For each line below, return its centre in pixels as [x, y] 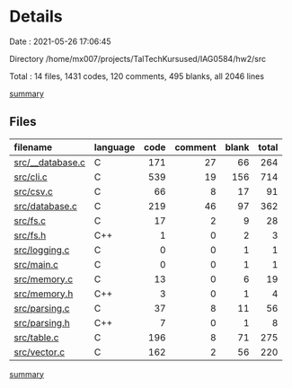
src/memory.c [44, 278]
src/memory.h [44, 294]
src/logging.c [42, 250]
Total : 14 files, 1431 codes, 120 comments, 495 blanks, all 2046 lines [137, 76]
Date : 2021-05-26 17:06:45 [60, 41]
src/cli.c [31, 177]
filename [33, 147]
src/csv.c [34, 191]
